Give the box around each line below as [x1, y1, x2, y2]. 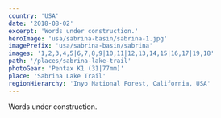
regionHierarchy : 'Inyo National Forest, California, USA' [8, 79, 211, 87]
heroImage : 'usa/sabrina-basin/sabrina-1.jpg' [8, 34, 168, 43]
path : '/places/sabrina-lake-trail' [8, 57, 131, 65]
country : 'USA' [8, 11, 60, 20]
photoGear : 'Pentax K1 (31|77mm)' [8, 65, 125, 73]
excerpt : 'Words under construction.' [8, 27, 139, 35]
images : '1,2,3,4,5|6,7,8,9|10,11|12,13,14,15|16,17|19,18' [8, 49, 215, 57]
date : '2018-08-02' [8, 19, 74, 27]
